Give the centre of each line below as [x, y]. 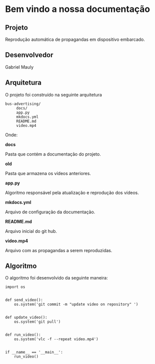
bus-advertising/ [23, 104]
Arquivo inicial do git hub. [31, 231]
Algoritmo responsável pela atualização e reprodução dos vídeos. [72, 192]
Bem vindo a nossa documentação [77, 9]
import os [15, 287]
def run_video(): [23, 335]
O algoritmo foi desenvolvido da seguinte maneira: [56, 278]
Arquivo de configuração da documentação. [50, 212]
